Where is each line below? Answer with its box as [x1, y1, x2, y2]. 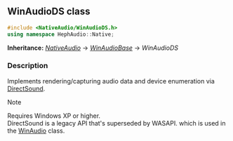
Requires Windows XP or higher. [7, 112, 100, 120]
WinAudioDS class [7, 6, 91, 18]
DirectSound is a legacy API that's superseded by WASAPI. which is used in [7, 119, 226, 127]
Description [7, 61, 48, 71]
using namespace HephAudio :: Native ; [7, 31, 114, 38]
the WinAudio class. [7, 126, 65, 135]
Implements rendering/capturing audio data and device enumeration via [7, 76, 215, 85]
